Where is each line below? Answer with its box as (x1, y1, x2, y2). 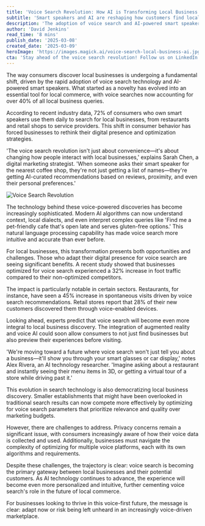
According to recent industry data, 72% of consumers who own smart (6, 109, 182, 116)
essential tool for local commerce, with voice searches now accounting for (6, 91, 194, 98)
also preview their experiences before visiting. (6, 336, 123, 343)
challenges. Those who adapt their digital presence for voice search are (6, 254, 187, 261)
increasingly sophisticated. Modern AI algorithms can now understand (6, 209, 183, 217)
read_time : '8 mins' (6, 32, 59, 38)
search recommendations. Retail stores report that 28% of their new (6, 298, 178, 306)
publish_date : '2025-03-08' (6, 37, 78, 43)
